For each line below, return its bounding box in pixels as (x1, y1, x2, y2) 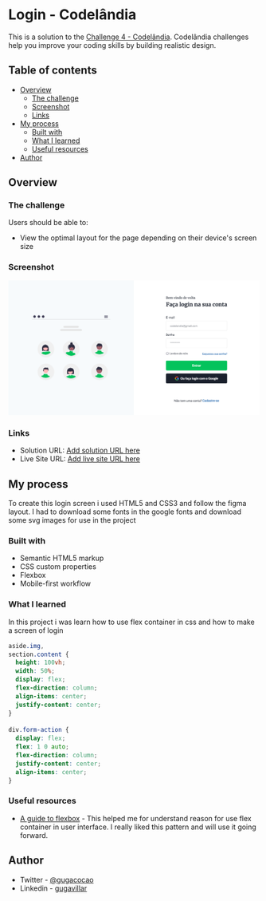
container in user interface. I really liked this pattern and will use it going (19, 822, 256, 832)
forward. (19, 830, 49, 840)
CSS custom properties (19, 562, 97, 571)
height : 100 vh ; (15, 658, 66, 667)
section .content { (8, 650, 69, 658)
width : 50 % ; (15, 667, 56, 675)
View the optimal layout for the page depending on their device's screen (19, 233, 257, 243)
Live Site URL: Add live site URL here (19, 454, 141, 464)
